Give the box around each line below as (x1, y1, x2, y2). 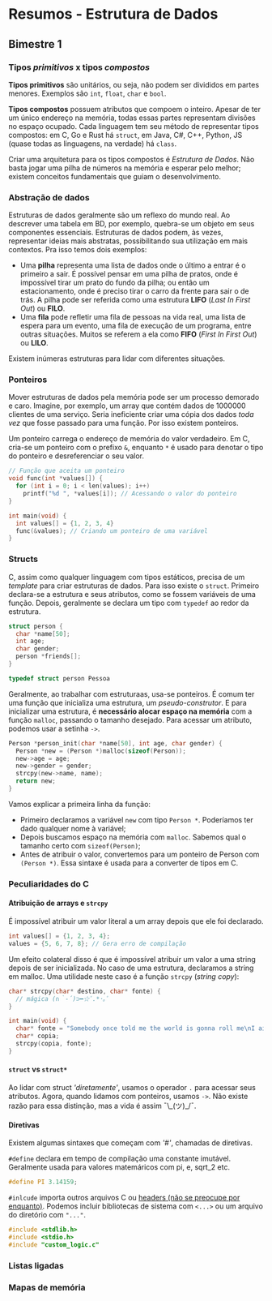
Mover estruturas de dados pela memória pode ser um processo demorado (8, 393, 260, 402)
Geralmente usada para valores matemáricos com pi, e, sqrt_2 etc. (8, 1162, 231, 1172)
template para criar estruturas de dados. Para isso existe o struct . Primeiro (8, 581, 260, 590)
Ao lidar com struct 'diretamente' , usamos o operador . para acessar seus (8, 1082, 257, 1092)
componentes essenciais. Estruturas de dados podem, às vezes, (8, 228, 224, 238)
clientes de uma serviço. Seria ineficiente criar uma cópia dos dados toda (8, 410, 254, 419)
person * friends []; (15, 652, 82, 661)
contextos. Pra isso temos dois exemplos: (8, 245, 147, 255)
